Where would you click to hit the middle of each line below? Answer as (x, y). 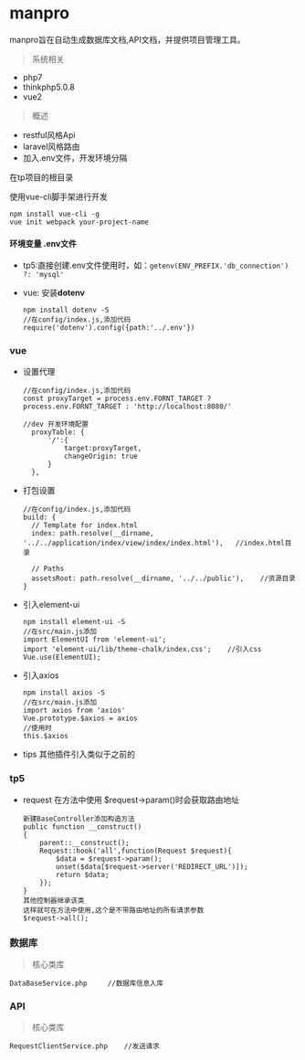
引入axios (41, 675)
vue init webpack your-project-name (79, 222)
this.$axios (45, 737)
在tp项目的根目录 (42, 177)
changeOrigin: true (101, 456)
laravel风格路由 (51, 146)
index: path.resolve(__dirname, (93, 534)
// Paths (48, 569)
